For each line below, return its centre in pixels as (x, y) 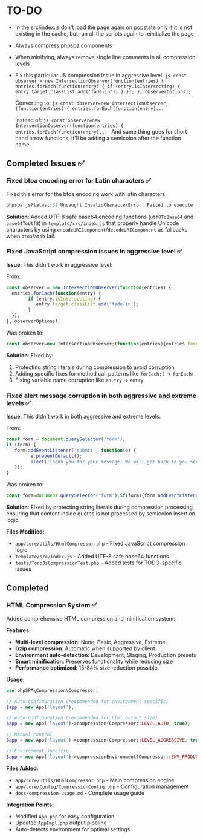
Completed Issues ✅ (45, 164)
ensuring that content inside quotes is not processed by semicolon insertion (101, 514)
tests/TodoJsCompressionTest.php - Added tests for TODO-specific (98, 563)
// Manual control (29, 735)
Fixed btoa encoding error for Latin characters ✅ (79, 181)
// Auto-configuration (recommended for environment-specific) (88, 701)
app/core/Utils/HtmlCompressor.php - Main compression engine (95, 780)
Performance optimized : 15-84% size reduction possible (86, 668)
